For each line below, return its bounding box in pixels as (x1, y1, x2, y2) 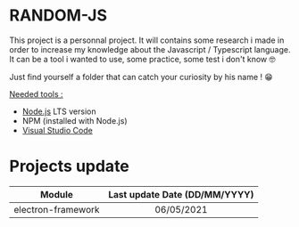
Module (39, 188, 74, 200)
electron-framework (13, 203, 100, 215)
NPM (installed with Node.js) (21, 115, 128, 126)
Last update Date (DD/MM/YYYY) (108, 188, 254, 200)
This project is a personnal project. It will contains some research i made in (9, 35, 285, 45)
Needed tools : (9, 88, 64, 99)
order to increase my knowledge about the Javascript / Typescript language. (9, 44, 291, 54)
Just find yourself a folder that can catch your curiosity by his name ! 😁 (9, 71, 274, 82)
